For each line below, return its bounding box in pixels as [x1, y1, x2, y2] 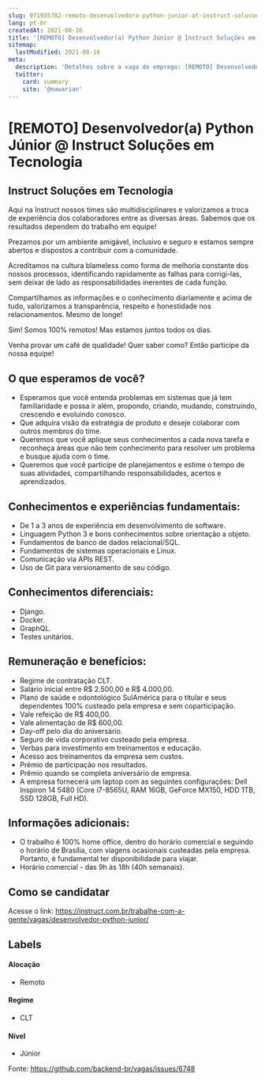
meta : [8, 56, 26, 64]
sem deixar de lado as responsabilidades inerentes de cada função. [8, 278, 229, 287]
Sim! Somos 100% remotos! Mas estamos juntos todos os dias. [8, 325, 213, 335]
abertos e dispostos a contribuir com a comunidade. [8, 246, 178, 255]
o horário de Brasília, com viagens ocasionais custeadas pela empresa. [19, 845, 251, 855]
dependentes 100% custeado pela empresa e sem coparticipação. [19, 701, 236, 710]
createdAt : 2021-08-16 [8, 26, 83, 34]
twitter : [15, 70, 44, 78]
